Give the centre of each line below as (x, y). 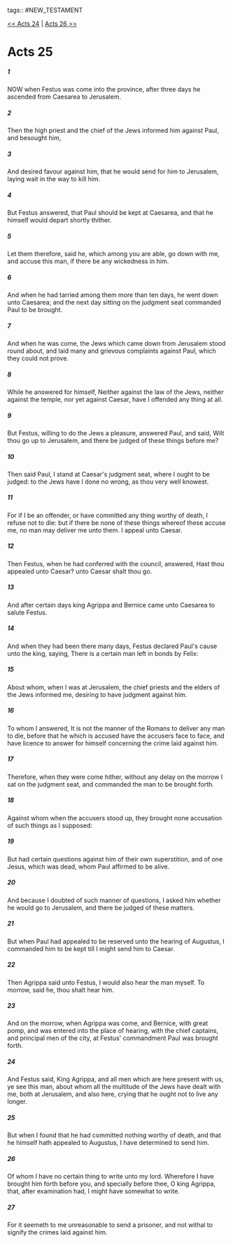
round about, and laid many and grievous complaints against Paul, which (112, 351)
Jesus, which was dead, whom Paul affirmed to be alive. (89, 866)
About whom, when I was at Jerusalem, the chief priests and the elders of (114, 687)
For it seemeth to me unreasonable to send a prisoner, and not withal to (110, 1225)
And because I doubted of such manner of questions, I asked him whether (114, 900)
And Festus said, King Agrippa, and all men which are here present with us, (115, 1079)
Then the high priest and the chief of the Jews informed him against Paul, (113, 131)
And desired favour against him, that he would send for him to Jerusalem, (113, 171)
